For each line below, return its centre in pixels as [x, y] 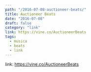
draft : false [18, 23]
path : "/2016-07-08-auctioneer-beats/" [46, 9]
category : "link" [23, 28]
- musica [18, 41]
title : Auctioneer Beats [30, 14]
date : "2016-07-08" [25, 18]
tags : [11, 37]
